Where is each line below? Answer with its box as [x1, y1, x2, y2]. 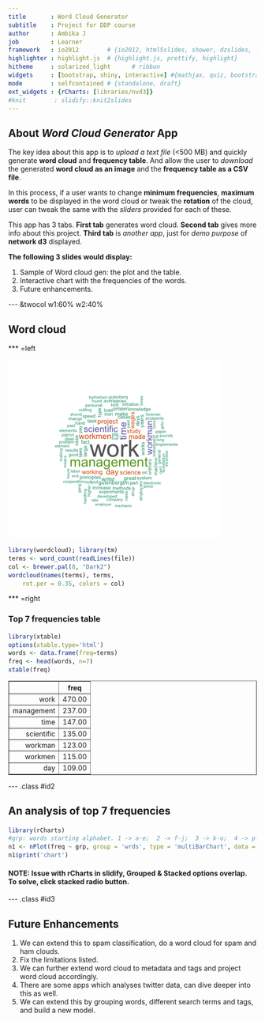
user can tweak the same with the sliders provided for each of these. [8, 205, 232, 214]
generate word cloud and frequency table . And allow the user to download [8, 156, 254, 165]
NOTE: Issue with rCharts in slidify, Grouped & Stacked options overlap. [8, 868, 248, 878]
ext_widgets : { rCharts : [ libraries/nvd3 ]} [8, 88, 154, 96]
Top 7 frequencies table [8, 614, 101, 625]
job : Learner [8, 38, 83, 46]
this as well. [19, 989, 58, 998]
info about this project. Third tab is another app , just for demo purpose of [8, 229, 248, 238]
